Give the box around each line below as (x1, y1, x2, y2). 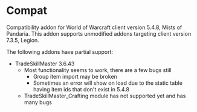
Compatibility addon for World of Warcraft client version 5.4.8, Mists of (6, 24, 182, 31)
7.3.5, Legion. (6, 36, 39, 44)
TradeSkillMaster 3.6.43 (15, 60, 75, 67)
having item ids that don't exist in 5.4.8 (33, 85, 130, 93)
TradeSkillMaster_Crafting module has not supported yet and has (24, 92, 186, 99)
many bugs (24, 98, 53, 106)
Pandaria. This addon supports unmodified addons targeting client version (6, 30, 192, 37)
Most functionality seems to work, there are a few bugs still (24, 66, 172, 73)
